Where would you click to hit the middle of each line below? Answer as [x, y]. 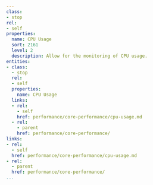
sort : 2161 [25, 45]
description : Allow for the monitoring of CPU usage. [79, 56]
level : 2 [22, 51]
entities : [18, 61]
